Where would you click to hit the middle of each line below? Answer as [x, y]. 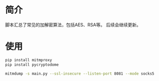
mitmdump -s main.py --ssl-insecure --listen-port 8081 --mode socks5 [80, 74]
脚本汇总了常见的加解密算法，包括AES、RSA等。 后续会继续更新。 [73, 25]
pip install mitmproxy [29, 60]
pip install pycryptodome [32, 65]
